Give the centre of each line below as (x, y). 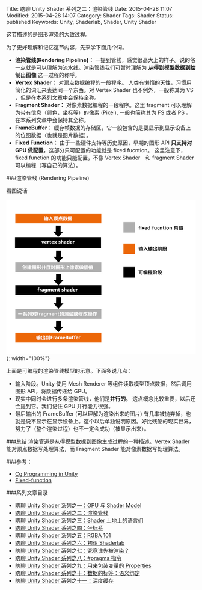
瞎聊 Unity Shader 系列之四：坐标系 (59, 527)
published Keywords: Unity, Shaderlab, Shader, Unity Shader (81, 22)
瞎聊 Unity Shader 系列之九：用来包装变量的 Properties (83, 565)
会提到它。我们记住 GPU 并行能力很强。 (64, 406)
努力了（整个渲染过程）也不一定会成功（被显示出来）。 (82, 428)
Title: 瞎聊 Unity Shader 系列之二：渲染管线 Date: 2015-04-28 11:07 (89, 9)
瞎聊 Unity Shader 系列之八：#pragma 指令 (68, 558)
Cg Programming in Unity (46, 473)
